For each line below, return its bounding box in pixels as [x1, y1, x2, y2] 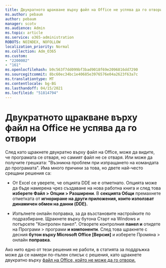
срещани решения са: [5, 170, 52, 176]
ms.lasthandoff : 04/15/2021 [5, 85, 63, 91]
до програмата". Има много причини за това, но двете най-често [5, 165, 143, 171]
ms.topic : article [5, 30, 43, 35]
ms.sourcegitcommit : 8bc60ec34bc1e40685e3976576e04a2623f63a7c [5, 72, 138, 77]
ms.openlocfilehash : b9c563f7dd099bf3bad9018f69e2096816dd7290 [5, 67, 138, 72]
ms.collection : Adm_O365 [5, 49, 56, 54]
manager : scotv [5, 21, 37, 26]
